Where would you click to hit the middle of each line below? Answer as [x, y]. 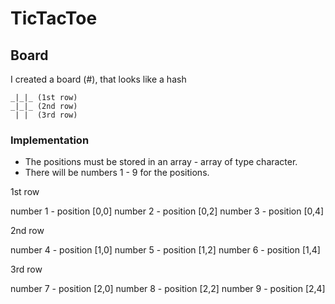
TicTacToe [54, 18]
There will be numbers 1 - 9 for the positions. [117, 173]
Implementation [50, 140]
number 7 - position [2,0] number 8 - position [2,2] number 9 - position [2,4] [168, 289]
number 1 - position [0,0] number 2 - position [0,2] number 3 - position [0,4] [167, 211]
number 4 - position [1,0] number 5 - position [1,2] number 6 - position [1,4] [165, 250]
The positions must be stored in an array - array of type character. [161, 162]
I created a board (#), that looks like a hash [98, 79]
